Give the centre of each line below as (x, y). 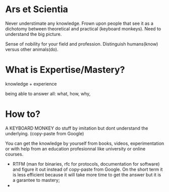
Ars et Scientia (37, 9)
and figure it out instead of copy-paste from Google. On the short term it (88, 169)
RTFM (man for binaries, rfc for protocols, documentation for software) (86, 164)
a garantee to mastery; (36, 180)
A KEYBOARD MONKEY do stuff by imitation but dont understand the (77, 128)
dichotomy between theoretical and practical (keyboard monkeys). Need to (83, 28)
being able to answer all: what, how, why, (48, 93)
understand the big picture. (34, 34)
